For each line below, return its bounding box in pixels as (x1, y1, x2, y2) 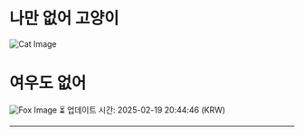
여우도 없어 (9, 73, 87, 94)
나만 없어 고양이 (9, 8, 119, 29)
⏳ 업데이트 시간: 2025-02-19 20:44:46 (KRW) (58, 104, 226, 115)
